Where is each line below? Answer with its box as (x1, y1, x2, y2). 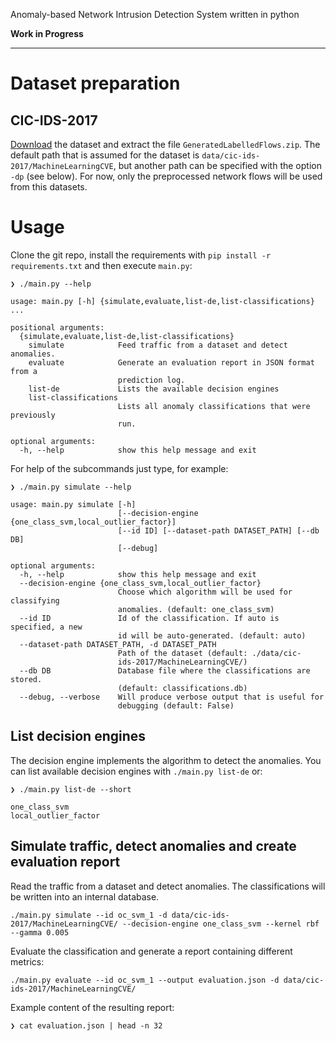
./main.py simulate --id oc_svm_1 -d (10, 910, 168, 920)
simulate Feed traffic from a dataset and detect (28, 340, 288, 350)
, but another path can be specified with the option (113, 160, 322, 171)
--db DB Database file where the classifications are (19, 665, 311, 676)
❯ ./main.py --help (10, 279, 92, 289)
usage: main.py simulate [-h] (10, 499, 137, 509)
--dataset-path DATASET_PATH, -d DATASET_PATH (19, 639, 217, 649)
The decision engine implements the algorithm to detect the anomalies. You (10, 754, 322, 766)
